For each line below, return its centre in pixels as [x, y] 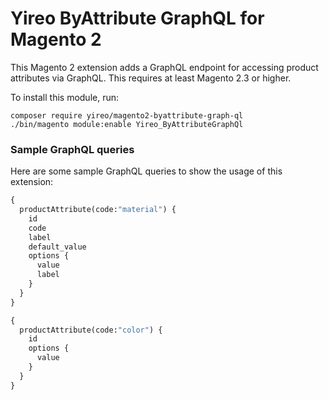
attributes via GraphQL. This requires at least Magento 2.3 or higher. [151, 78]
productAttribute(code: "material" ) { [98, 210]
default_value [57, 247]
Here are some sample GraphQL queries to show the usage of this [146, 171]
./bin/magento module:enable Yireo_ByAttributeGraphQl [127, 124]
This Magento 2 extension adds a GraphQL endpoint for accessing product [164, 67]
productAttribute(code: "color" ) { [91, 330]
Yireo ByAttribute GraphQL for [137, 18]
